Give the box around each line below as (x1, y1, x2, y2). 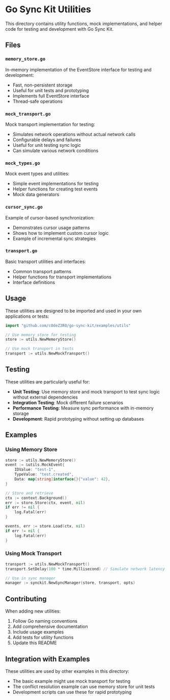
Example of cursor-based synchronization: (5, 214, 95, 221)
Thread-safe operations (12, 98, 63, 104)
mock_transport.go (5, 111, 51, 117)
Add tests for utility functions (12, 635, 74, 641)
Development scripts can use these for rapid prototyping (12, 689, 132, 695)
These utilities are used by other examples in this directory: (5, 668, 130, 674)
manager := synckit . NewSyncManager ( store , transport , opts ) (5, 580, 136, 585)
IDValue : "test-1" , (14, 467, 56, 472)
